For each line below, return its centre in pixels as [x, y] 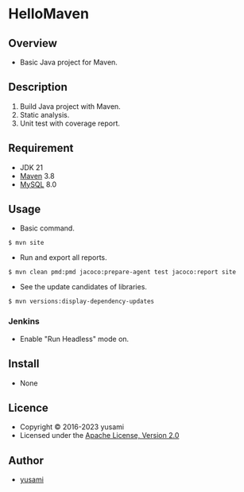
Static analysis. [45, 114]
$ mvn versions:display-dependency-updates [81, 302]
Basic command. [47, 228]
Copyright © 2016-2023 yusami [72, 427]
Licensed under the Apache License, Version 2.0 [99, 436]
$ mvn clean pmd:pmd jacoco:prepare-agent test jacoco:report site [122, 272]
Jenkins [24, 321]
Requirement [41, 148]
